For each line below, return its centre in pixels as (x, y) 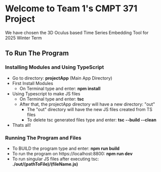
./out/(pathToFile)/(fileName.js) (45, 164)
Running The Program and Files (43, 138)
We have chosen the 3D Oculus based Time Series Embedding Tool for (77, 32)
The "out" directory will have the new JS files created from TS (90, 109)
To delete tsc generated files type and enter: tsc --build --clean (92, 120)
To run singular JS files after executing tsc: (55, 159)
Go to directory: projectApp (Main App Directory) (62, 78)
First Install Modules (33, 83)
